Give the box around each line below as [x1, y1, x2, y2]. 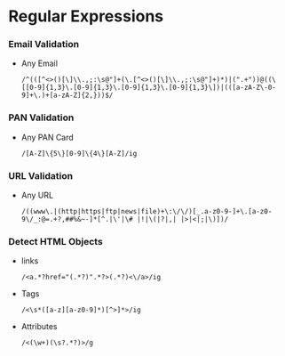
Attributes [20, 321, 58, 332]
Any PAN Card [20, 132, 75, 142]
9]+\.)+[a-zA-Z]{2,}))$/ [20, 91, 114, 100]
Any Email [20, 58, 59, 69]
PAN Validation [8, 111, 75, 124]
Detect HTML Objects [8, 236, 103, 247]
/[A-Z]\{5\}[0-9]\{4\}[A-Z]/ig [20, 149, 138, 158]
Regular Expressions [8, 6, 164, 27]
